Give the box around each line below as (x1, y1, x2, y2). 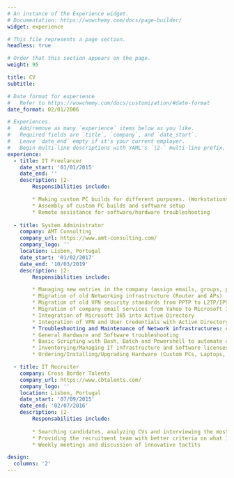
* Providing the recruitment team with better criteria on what (32, 435, 223, 442)
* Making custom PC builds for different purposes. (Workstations (32, 196, 229, 203)
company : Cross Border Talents (19, 370, 111, 377)
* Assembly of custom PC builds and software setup (32, 202, 186, 209)
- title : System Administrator (13, 222, 104, 229)
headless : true (7, 43, 52, 49)
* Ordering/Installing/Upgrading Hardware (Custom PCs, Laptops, (32, 351, 226, 358)
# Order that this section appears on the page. (7, 55, 151, 62)
